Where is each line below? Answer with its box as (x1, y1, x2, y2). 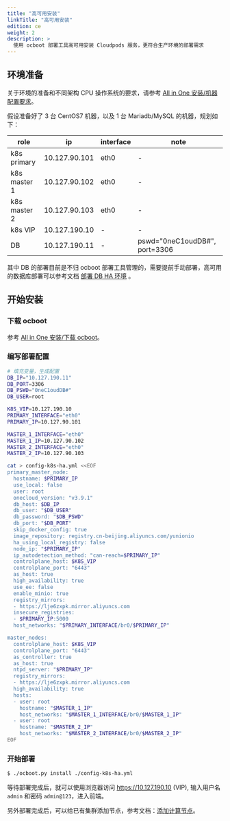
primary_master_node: (7, 469, 69, 476)
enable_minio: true (13, 590, 69, 597)
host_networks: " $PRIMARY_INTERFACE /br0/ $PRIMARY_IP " (13, 622, 170, 629)
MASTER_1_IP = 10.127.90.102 (7, 437, 84, 444)
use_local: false (13, 481, 63, 488)
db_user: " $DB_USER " (13, 507, 72, 514)
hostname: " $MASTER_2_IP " (19, 724, 94, 731)
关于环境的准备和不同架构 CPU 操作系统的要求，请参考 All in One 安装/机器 (7, 89, 218, 97)
